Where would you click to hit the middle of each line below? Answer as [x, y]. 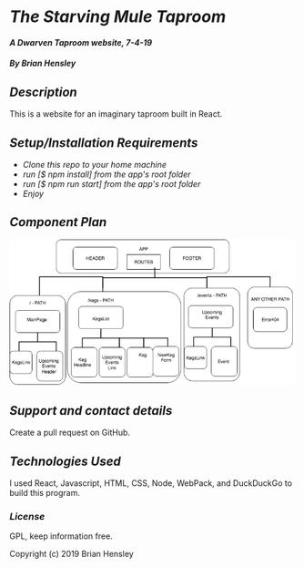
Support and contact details [91, 411]
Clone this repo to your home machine [94, 165]
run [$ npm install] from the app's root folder [106, 174]
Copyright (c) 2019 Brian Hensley [71, 554]
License [27, 516]
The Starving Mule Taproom [118, 17]
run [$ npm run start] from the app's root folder [111, 184]
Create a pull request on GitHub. [70, 433]
